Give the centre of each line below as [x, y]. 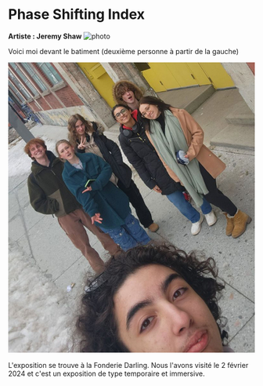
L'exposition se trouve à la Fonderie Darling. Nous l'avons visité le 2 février [128, 365]
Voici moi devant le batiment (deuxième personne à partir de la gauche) [124, 51]
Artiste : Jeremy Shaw [45, 36]
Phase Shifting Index [77, 15]
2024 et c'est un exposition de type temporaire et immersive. [106, 373]
